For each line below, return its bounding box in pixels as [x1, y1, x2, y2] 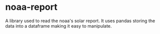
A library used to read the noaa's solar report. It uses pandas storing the [5, 18, 155, 24]
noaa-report [5, 1, 58, 13]
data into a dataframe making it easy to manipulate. [5, 23, 112, 29]
